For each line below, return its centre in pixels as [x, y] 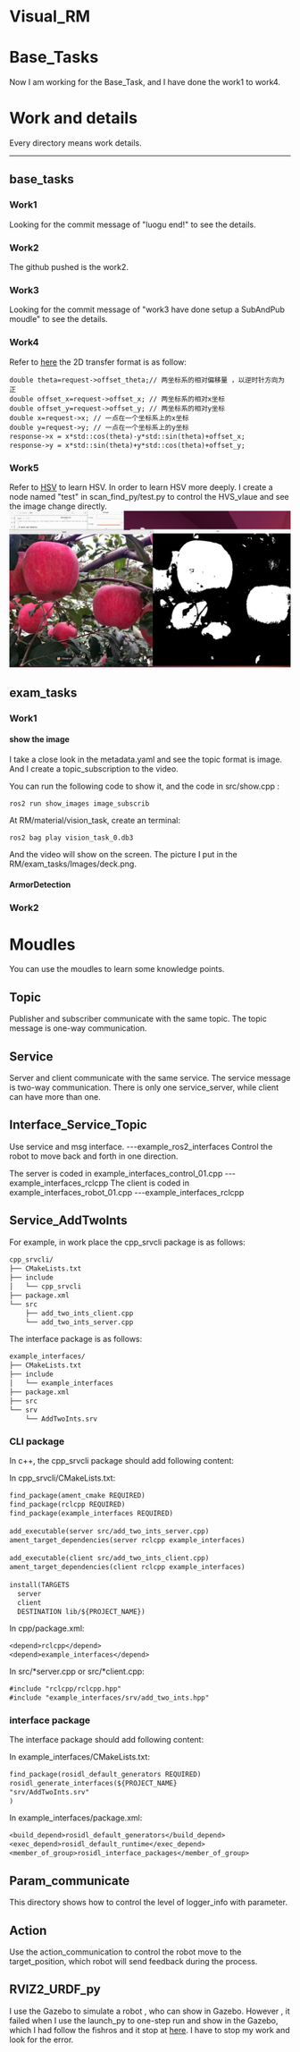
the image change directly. [58, 506]
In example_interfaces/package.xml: [76, 1818]
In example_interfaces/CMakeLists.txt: [79, 1757]
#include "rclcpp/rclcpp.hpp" [66, 1689]
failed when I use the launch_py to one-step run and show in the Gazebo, [144, 2020]
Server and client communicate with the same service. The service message [150, 1078]
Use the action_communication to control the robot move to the [125, 1952]
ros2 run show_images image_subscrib [79, 804]
